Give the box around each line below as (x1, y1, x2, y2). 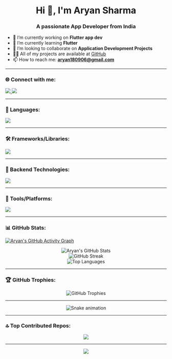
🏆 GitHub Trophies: (5, 277, 56, 284)
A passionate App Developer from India (36, 23, 136, 30)
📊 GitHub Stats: (5, 224, 46, 231)
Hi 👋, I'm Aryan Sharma (35, 5, 137, 16)
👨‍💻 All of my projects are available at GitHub (12, 51, 106, 57)
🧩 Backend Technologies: (5, 166, 70, 173)
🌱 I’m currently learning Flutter (12, 40, 78, 46)
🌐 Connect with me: (5, 76, 56, 83)
